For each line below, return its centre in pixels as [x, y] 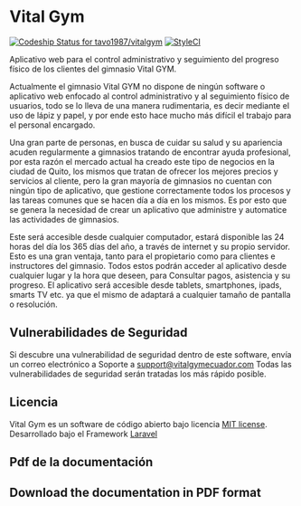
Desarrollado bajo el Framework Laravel [84, 434]
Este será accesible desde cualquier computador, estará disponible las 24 [147, 236]
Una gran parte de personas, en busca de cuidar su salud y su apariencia [146, 142]
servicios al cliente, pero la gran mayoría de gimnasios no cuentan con [141, 181]
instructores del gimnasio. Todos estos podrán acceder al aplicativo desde [148, 265]
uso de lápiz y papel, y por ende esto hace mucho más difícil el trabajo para [150, 115]
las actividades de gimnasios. [64, 219]
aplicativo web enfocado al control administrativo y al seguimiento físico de [150, 96]
